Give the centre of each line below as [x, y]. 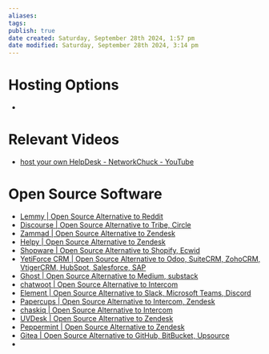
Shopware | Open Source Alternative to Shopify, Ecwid [110, 250]
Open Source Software [85, 194]
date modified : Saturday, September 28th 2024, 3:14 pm [103, 46]
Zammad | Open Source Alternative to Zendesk [98, 233]
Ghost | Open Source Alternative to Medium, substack [109, 276]
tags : [17, 23]
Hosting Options [64, 85]
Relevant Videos [64, 140]
